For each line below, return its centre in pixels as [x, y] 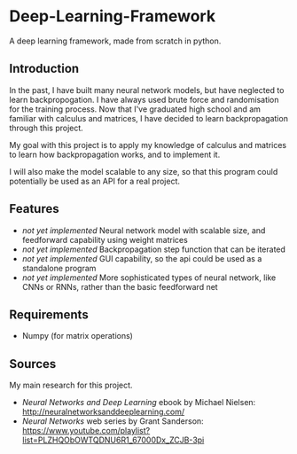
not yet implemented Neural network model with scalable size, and [144, 230]
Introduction [44, 69]
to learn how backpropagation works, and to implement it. [115, 154]
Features [34, 209]
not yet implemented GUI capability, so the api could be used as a [142, 258]
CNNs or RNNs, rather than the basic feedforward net [120, 286]
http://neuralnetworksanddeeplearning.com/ [103, 412]
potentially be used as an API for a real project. [94, 181]
